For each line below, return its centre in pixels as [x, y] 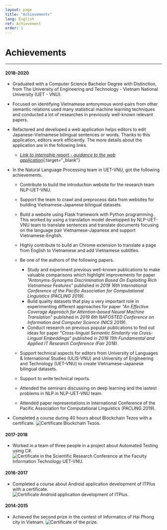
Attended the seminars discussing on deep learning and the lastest [88, 388]
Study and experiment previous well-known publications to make [94, 270]
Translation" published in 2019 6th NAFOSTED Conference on [90, 317]
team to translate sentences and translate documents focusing [95, 225]
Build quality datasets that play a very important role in [83, 301]
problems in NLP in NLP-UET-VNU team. [61, 394]
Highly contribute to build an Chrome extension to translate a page [88, 245]
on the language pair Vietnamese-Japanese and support [78, 230]
